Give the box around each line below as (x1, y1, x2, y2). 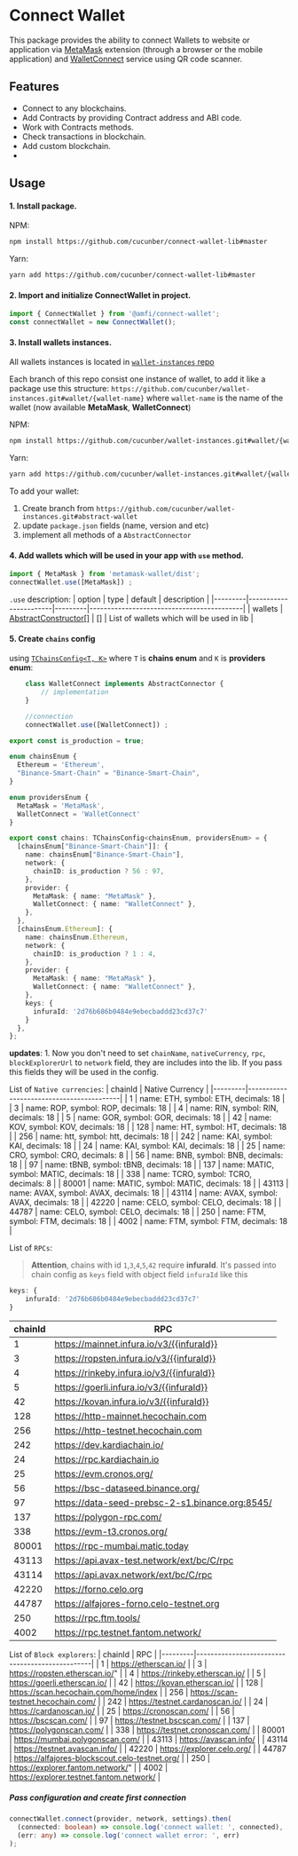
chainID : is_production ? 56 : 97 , (32, 866, 165, 875)
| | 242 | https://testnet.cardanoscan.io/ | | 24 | (97, 1696, 269, 1707)
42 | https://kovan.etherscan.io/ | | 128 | (118, 1677, 263, 1687)
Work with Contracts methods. (21, 122, 135, 132)
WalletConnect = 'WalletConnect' (17, 810, 141, 818)
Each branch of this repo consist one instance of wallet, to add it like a (9, 374, 266, 384)
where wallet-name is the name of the (145, 392, 284, 404)
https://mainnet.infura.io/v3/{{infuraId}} (54, 1338, 218, 1350)
